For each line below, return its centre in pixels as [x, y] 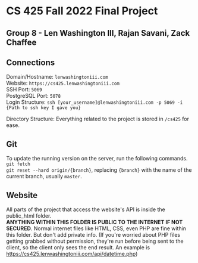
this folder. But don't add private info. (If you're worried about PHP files [93, 235]
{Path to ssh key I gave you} [44, 108]
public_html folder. [29, 216]
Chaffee [21, 42]
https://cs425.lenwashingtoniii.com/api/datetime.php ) [72, 254]
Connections [31, 62]
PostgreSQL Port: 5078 [34, 96]
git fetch [18, 164]
